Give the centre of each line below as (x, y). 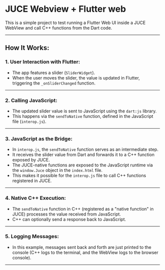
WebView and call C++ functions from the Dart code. (59, 27)
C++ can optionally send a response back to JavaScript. (69, 219)
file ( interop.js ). (29, 121)
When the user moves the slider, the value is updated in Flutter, (76, 78)
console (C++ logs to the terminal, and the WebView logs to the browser (85, 252)
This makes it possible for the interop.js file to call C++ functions (79, 176)
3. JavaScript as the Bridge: (39, 138)
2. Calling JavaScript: (31, 100)
